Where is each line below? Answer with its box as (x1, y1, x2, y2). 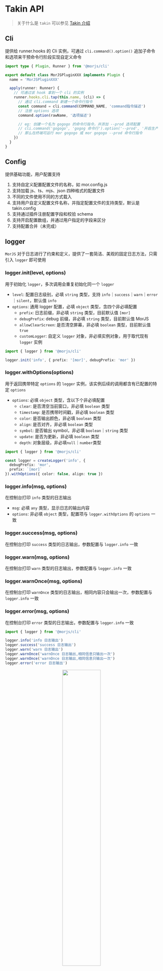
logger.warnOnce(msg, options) (5, 578, 82, 584)
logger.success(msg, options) (5, 529, 78, 536)
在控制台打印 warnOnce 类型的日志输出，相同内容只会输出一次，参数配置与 (5, 589, 153, 596)
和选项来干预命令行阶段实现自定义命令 (5, 54, 81, 60)
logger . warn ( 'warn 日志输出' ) (5, 647, 63, 652)
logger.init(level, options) (5, 270, 66, 276)
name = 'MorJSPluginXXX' (9, 77, 60, 82)
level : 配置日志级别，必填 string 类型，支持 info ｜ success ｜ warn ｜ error (12, 291, 158, 297)
